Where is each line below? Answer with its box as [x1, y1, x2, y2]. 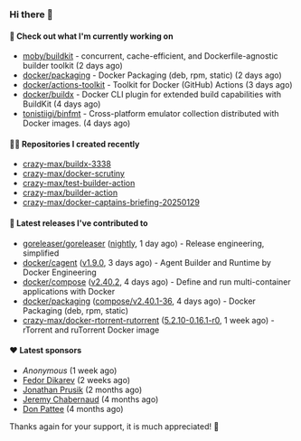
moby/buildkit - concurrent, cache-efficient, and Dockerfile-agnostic [22, 51, 278, 61]
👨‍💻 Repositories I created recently [9, 138, 140, 149]
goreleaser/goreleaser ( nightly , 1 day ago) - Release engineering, [22, 238, 265, 249]
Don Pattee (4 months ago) [22, 403, 124, 414]
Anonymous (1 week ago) [22, 365, 118, 376]
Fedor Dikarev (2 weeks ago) [22, 374, 131, 385]
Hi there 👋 [9, 8, 54, 21]
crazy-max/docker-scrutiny [22, 168, 125, 179]
